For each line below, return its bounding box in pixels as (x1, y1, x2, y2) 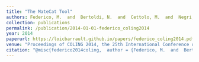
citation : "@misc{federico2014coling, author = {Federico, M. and (6, 47, 179, 53)
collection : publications (6, 19, 70, 25)
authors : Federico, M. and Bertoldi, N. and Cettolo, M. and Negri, (6, 14, 195, 20)
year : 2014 (6, 31, 33, 37)
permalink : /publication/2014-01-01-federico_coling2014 (6, 25, 150, 31)
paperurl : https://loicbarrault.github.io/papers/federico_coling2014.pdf (6, 36, 195, 42)
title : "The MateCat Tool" (6, 8, 73, 15)
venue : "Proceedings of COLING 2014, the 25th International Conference (6, 42, 190, 48)
